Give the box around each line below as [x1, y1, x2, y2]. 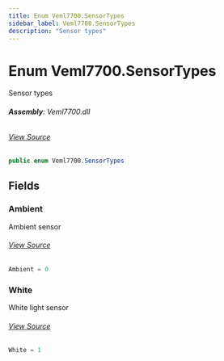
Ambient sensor [8, 221, 61, 231]
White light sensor [8, 303, 70, 313]
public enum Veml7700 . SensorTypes [8, 157, 125, 166]
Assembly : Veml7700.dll [8, 107, 91, 116]
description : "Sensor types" [8, 27, 107, 35]
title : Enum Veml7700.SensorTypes [8, 11, 125, 20]
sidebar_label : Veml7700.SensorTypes [8, 19, 136, 27]
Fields [8, 179, 40, 193]
